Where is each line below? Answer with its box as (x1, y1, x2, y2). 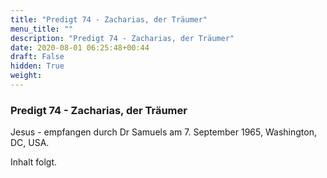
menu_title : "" (10, 24, 74, 34)
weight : (10, 71, 43, 81)
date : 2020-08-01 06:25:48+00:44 (10, 42, 150, 53)
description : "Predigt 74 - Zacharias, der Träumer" (10, 33, 235, 43)
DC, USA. (10, 137, 50, 149)
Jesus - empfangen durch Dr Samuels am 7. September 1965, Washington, (10, 126, 317, 138)
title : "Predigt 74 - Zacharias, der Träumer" (10, 14, 208, 25)
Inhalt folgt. (10, 156, 58, 168)
